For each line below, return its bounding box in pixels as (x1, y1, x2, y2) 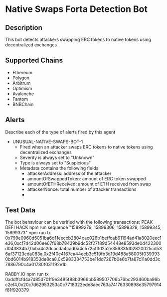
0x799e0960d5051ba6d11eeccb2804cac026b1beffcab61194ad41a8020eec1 (5, 235, 162, 241)
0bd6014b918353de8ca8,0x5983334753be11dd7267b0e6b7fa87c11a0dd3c (5, 256, 161, 262)
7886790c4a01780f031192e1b (5, 262, 67, 268)
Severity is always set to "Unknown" (19, 154, 95, 160)
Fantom (12, 96, 28, 102)
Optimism (12, 85, 32, 91)
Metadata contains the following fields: (19, 165, 100, 171)
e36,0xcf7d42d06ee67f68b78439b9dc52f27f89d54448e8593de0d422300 (5, 240, 162, 246)
